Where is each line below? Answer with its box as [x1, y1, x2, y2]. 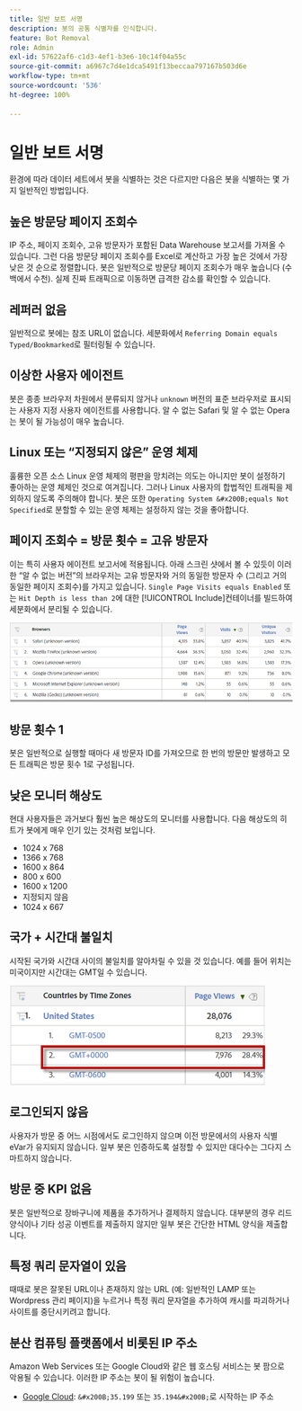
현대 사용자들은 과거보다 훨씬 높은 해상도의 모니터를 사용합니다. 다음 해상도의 [9, 814, 279, 825]
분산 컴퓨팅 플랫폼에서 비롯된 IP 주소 [9, 1335, 198, 1351]
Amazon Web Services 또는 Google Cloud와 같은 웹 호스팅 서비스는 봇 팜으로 [9, 1361, 285, 1371]
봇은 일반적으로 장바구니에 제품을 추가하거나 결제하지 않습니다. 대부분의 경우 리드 [9, 1207, 293, 1218]
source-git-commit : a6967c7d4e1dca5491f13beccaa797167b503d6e [9, 62, 247, 71]
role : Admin [9, 43, 54, 52]
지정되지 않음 [22, 891, 69, 903]
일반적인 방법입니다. [18, 185, 89, 196]
